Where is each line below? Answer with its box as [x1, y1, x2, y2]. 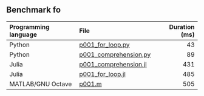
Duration [169, 22, 195, 31]
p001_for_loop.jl [79, 69, 126, 78]
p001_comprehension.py [79, 50, 151, 59]
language [9, 30, 38, 39]
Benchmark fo [6, 5, 61, 15]
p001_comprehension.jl [79, 60, 147, 68]
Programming [9, 22, 50, 31]
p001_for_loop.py [79, 40, 130, 49]
